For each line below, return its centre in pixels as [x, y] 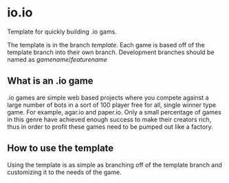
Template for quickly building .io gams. [62, 32]
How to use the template [61, 148]
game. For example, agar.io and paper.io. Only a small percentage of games [114, 112]
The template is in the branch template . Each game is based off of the [106, 45]
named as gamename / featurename [57, 59]
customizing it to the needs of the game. [64, 172]
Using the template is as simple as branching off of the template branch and [115, 164]
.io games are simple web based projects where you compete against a [108, 97]
